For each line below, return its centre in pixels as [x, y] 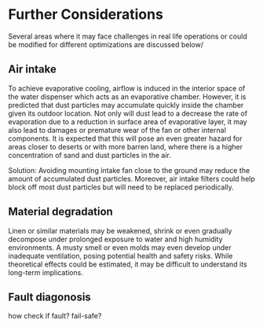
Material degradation [61, 212]
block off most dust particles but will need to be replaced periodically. [121, 187]
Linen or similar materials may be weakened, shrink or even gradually [120, 230]
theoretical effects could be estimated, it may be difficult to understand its [128, 264]
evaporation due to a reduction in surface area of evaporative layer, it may [128, 121]
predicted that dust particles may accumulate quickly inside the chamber [126, 105]
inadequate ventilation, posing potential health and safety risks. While [121, 255]
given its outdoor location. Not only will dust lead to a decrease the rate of [128, 113]
